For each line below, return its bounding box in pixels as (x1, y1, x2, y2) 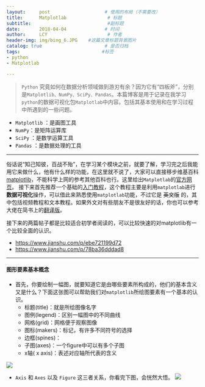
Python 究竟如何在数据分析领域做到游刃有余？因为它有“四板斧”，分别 (21, 83, 194, 90)
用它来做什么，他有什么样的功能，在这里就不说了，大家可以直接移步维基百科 (6, 168, 199, 175)
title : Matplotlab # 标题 (6, 15, 122, 21)
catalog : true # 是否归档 (6, 43, 129, 49)
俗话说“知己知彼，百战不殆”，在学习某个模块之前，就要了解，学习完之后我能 (6, 160, 198, 168)
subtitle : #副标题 (6, 20, 124, 26)
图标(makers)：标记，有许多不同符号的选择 (24, 326, 133, 333)
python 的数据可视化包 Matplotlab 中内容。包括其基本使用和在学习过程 (21, 98, 194, 106)
